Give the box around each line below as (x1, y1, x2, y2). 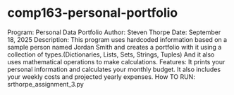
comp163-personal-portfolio (7, 5, 178, 21)
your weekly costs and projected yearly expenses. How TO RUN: (7, 72, 195, 81)
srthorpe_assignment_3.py (7, 80, 85, 88)
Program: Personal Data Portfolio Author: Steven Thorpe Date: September (7, 28, 221, 36)
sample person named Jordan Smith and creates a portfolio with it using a (7, 43, 222, 51)
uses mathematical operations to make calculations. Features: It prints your (7, 57, 226, 66)
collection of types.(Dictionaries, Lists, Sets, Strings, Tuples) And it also (7, 50, 215, 59)
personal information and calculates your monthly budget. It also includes (7, 65, 221, 73)
